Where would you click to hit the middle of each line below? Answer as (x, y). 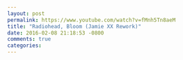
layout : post (26, 13)
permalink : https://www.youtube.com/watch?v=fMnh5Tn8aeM (91, 20)
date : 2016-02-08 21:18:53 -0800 (56, 33)
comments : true (29, 39)
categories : (24, 46)
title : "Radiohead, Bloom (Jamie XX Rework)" (74, 26)
